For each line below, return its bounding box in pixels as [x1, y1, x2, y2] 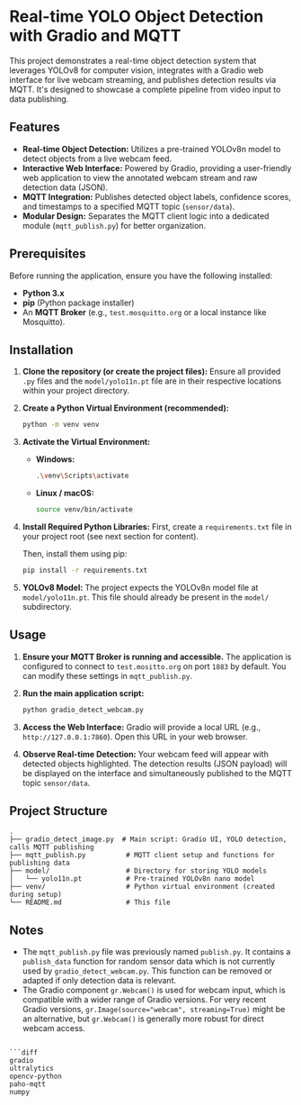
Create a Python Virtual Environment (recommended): [22, 403, 229, 413]
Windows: [35, 454, 75, 465]
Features [9, 120, 60, 135]
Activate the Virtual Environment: [22, 437, 151, 448]
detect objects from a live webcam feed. [22, 153, 173, 164]
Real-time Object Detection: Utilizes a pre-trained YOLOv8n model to [22, 143, 281, 154]
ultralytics [9, 1064, 54, 1073]
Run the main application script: [22, 687, 145, 699]
